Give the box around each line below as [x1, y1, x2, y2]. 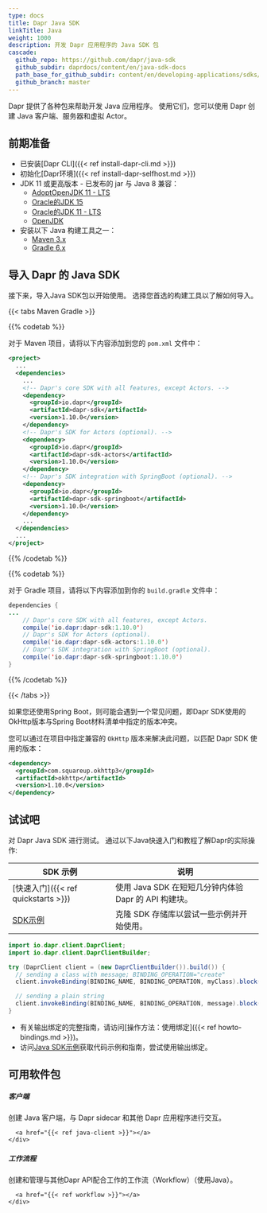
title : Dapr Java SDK [8, 19, 80, 27]
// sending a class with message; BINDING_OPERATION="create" [15, 970, 226, 978]
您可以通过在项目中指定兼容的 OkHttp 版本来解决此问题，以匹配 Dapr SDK [8, 733, 249, 743]
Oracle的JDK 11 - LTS [31, 208, 102, 217]
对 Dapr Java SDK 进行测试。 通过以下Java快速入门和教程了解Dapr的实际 [8, 835, 249, 845]
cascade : [8, 49, 37, 56]
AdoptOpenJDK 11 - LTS [31, 188, 110, 197]
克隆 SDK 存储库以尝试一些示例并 [114, 908, 240, 919]
